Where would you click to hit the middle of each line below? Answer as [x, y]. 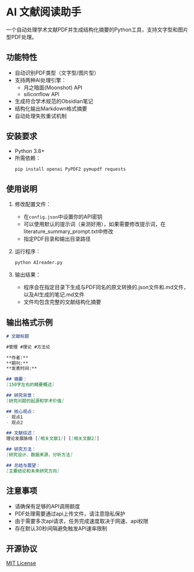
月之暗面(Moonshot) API [53, 87]
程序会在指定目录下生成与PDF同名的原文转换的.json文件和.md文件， [106, 287]
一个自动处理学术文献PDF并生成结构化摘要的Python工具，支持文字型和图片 [97, 30]
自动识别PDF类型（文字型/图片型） [57, 73]
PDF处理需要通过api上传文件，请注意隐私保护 [70, 514]
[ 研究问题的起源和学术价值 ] [35, 401]
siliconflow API [42, 94]
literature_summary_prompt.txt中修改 [68, 231]
